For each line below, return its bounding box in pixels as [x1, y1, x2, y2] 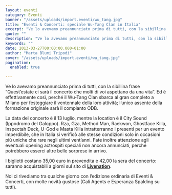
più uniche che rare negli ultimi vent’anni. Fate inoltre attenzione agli [5, 137, 149, 143]
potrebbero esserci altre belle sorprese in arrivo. [5, 148, 107, 154]
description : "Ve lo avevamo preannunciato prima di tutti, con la [5, 36, 153, 42]
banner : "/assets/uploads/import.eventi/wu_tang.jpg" [5, 17, 123, 22]
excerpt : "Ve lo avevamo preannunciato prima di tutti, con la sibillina [5, 27, 166, 32]
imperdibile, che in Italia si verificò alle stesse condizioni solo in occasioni [5, 131, 160, 138]
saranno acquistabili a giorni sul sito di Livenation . [5, 163, 112, 169]
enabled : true [10, 65, 40, 70]
